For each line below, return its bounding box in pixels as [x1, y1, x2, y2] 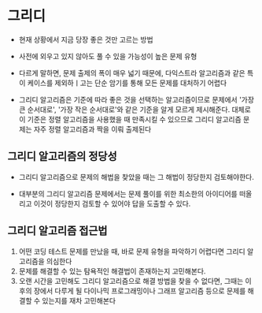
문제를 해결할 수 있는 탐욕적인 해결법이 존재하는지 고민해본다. [18, 266, 206, 276]
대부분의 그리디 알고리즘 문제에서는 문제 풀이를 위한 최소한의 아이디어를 [18, 188, 238, 198]
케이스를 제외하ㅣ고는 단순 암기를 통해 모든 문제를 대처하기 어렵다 [27, 78, 227, 88]
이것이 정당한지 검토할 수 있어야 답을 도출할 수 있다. [33, 199, 191, 208]
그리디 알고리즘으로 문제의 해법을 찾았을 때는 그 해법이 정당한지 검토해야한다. [18, 172, 255, 181]
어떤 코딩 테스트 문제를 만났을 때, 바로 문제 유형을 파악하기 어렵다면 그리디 [18, 246, 245, 256]
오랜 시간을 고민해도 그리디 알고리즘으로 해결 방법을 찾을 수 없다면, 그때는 [18, 276, 244, 285]
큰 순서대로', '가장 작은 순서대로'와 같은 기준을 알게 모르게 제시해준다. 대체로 [18, 104, 251, 114]
